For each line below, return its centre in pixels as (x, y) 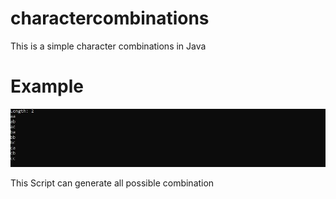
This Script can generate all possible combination (112, 183)
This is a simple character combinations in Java (108, 46)
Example (47, 86)
